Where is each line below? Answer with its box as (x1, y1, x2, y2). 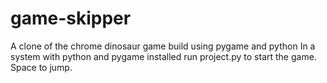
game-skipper (10, 7, 132, 30)
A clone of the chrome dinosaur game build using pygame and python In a (10, 40, 316, 52)
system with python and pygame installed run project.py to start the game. (10, 50, 317, 62)
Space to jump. (10, 61, 73, 73)
